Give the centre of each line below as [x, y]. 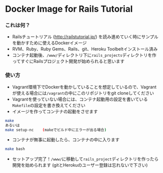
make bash [15, 149]
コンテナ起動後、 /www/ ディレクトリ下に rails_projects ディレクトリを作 [84, 55]
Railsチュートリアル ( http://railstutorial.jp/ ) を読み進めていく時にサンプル [85, 37]
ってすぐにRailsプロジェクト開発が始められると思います [68, 61]
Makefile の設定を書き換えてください [49, 105]
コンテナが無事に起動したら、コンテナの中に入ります [66, 140]
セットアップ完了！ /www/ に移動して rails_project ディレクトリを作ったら [85, 159]
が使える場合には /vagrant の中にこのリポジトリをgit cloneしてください [83, 93]
